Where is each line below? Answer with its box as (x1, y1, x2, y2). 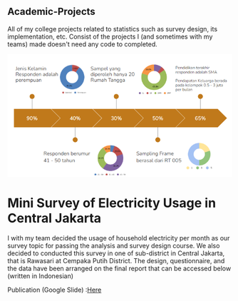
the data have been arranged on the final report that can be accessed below (7, 264, 232, 272)
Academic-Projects (7, 6, 96, 18)
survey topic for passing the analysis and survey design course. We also (7, 241, 220, 250)
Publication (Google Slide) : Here (7, 285, 102, 294)
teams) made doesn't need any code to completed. (7, 39, 158, 49)
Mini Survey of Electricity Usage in (7, 195, 216, 211)
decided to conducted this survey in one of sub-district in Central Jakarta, (7, 249, 225, 257)
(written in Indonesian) (7, 271, 73, 280)
